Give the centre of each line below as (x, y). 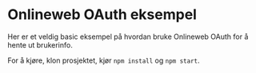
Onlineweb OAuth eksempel (102, 15)
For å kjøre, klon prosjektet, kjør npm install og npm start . (104, 60)
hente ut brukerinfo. (40, 44)
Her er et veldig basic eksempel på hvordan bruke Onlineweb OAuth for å (128, 36)
